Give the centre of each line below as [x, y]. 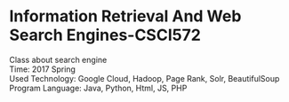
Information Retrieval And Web [125, 16]
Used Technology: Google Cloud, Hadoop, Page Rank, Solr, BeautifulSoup [144, 78]
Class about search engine [58, 59]
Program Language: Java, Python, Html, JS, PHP [98, 88]
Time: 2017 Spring [42, 69]
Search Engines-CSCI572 [105, 35]
